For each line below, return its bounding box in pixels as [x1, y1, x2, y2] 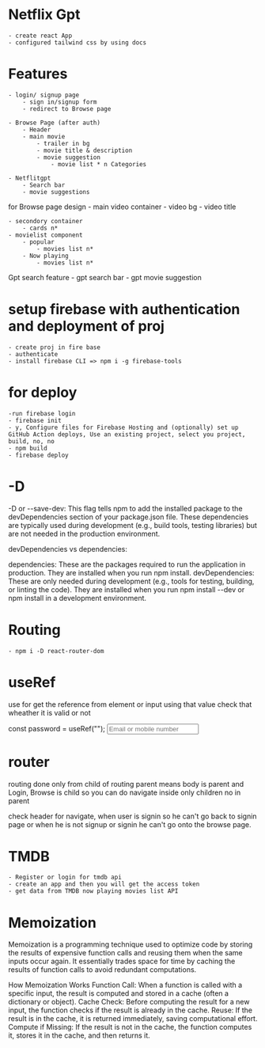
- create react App [8, 32, 73, 40]
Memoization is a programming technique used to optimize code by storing [8, 940, 253, 949]
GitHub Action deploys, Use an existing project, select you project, [8, 430, 246, 439]
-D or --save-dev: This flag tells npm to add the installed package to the [8, 503, 243, 513]
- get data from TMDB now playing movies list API [8, 887, 179, 895]
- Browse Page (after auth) [8, 119, 101, 127]
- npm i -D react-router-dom [8, 647, 104, 655]
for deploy [8, 384, 78, 401]
